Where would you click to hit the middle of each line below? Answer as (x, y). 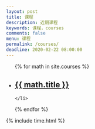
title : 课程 (20, 17)
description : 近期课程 (32, 22)
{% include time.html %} (36, 120)
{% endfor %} (31, 109)
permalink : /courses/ (33, 45)
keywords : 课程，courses (35, 28)
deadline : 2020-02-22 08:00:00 (44, 50)
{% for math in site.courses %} (52, 66)
